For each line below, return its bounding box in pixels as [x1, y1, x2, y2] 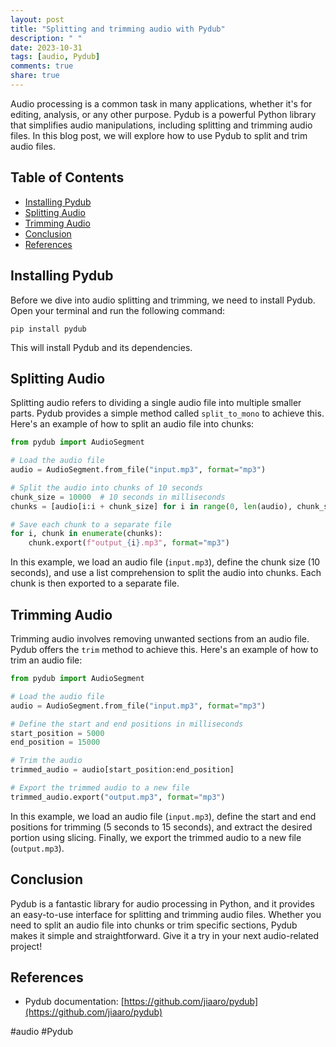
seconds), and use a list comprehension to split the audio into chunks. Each [10, 567, 322, 579]
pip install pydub [10, 324, 87, 334]
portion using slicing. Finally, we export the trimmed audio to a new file [10, 831, 302, 843]
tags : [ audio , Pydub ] [10, 52, 101, 62]
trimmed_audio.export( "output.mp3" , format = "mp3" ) [10, 792, 226, 802]
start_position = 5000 [10, 728, 105, 738]
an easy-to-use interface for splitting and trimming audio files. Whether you [10, 908, 322, 920]
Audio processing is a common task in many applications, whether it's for [10, 97, 313, 110]
